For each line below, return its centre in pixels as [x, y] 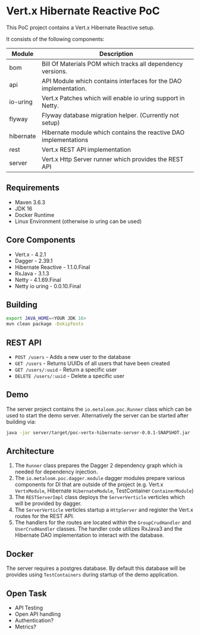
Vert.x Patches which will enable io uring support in [113, 98]
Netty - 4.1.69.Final [38, 280]
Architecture [30, 451]
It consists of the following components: [55, 39]
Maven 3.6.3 [30, 202]
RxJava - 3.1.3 [32, 273]
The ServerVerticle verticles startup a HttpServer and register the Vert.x [104, 510]
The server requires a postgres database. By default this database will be [96, 568]
